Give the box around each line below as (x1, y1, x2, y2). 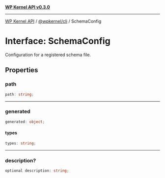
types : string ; (5, 141, 36, 146)
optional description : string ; (5, 168, 69, 174)
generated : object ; (5, 119, 45, 124)
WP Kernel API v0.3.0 (5, 4, 50, 10)
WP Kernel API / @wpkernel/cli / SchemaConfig (5, 18, 102, 24)
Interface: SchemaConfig (5, 35, 110, 47)
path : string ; (5, 92, 34, 97)
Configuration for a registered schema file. (5, 52, 91, 58)
